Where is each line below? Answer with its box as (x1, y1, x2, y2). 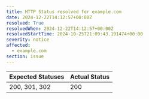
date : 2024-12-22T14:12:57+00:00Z (6, 14, 93, 20)
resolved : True (6, 20, 44, 26)
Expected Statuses (9, 73, 65, 81)
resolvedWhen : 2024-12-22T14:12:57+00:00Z (6, 25, 114, 32)
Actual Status (69, 73, 110, 81)
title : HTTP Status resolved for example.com (6, 8, 121, 15)
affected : (6, 43, 31, 49)
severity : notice (6, 37, 50, 43)
